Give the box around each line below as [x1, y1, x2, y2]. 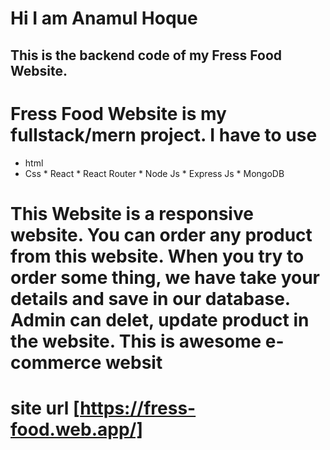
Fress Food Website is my [10, 102, 227, 125]
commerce [10, 351, 102, 374]
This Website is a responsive [10, 202, 254, 225]
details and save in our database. [10, 287, 291, 310]
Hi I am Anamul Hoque [10, 7, 198, 30]
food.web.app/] [10, 418, 143, 441]
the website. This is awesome [10, 330, 262, 352]
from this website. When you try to [10, 245, 305, 267]
